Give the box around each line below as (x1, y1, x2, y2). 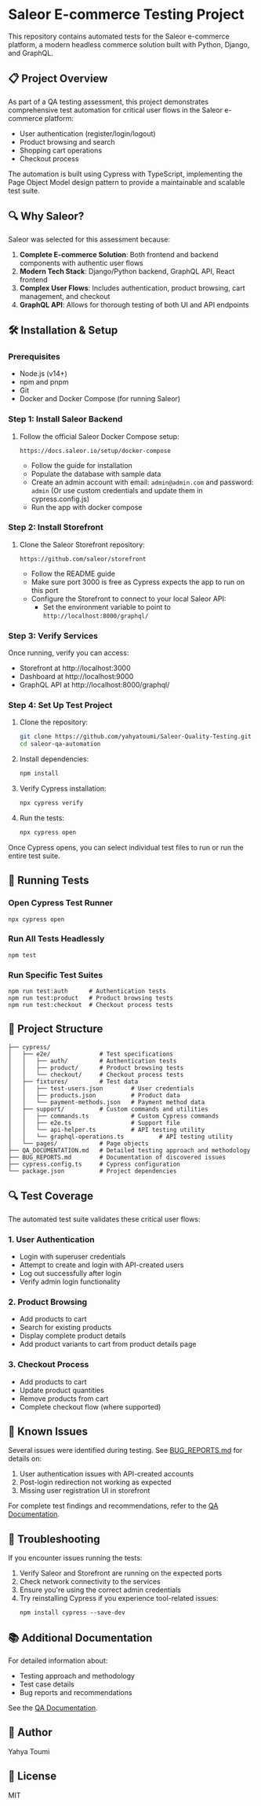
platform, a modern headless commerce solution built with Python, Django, (8, 39, 250, 49)
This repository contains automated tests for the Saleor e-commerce (8, 31, 230, 41)
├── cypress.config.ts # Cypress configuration (8, 1160, 180, 1168)
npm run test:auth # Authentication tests (8, 987, 167, 996)
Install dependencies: (19, 754, 89, 764)
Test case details (19, 1679, 74, 1689)
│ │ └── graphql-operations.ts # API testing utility (8, 1133, 234, 1141)
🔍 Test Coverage (8, 1189, 94, 1203)
